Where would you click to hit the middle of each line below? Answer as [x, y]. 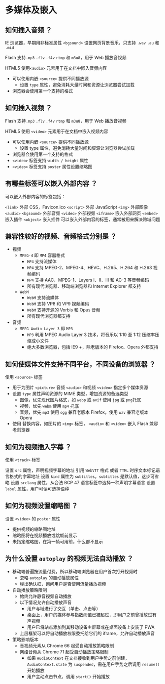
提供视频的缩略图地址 [34, 529]
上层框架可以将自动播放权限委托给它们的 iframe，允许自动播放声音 [87, 633]
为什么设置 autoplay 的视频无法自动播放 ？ [69, 559]
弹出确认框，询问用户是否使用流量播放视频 [63, 584]
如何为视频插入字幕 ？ [38, 447]
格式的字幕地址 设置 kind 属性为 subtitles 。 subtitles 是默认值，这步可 [82, 476]
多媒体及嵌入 [31, 10]
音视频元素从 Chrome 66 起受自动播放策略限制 [67, 645]
